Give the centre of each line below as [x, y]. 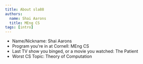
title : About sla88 [25, 9]
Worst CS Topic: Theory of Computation [52, 56]
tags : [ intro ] [19, 27]
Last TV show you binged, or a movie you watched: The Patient [75, 51]
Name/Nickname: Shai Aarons [42, 41]
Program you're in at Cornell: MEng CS [50, 46]
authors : [14, 14]
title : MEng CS [25, 23]
